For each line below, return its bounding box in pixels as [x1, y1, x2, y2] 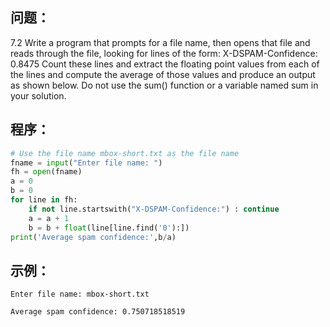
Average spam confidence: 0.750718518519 [10, 307, 186, 317]
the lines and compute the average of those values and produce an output [10, 68, 316, 80]
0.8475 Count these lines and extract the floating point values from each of [10, 58, 320, 70]
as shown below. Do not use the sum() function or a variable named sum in [10, 79, 319, 91]
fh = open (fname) [10, 167, 83, 177]
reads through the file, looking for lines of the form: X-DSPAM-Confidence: [10, 47, 318, 59]
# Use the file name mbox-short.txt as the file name [10, 148, 240, 158]
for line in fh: [10, 195, 78, 205]
